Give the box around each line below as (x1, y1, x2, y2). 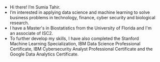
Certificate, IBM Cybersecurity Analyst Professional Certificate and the (9, 46, 153, 52)
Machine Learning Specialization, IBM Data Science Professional (9, 41, 141, 46)
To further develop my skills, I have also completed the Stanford (9, 35, 139, 41)
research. (9, 20, 29, 26)
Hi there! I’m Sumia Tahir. (9, 4, 60, 10)
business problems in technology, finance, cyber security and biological (9, 15, 156, 20)
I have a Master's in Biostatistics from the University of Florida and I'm (9, 25, 152, 31)
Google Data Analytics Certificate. (9, 51, 79, 57)
